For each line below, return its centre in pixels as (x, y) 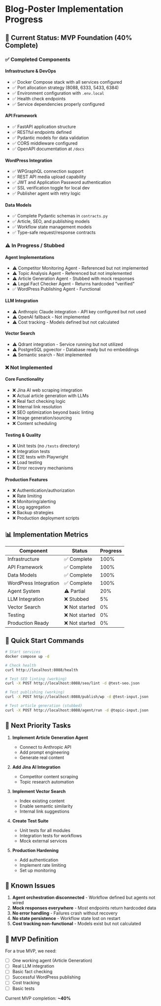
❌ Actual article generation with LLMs (50, 396)
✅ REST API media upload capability (49, 177)
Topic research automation (47, 782)
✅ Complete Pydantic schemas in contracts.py (60, 216)
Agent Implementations (30, 257)
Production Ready (28, 623)
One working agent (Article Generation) (52, 961)
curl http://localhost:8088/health (42, 670)
